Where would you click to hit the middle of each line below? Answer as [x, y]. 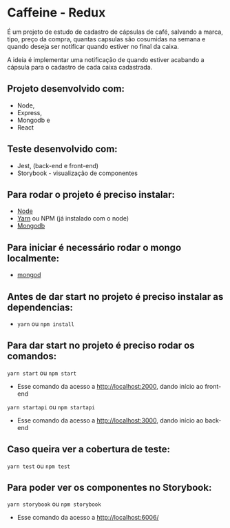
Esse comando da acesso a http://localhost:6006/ [88, 518]
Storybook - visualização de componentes [77, 173]
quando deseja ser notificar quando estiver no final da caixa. [93, 46]
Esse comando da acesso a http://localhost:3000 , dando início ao [110, 420]
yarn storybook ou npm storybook [54, 504]
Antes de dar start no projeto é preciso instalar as [115, 297]
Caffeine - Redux [56, 13]
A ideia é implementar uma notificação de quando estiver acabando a [106, 59]
